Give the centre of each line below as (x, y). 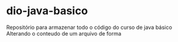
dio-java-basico (47, 11)
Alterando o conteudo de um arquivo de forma (64, 33)
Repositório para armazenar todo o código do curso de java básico (89, 27)
